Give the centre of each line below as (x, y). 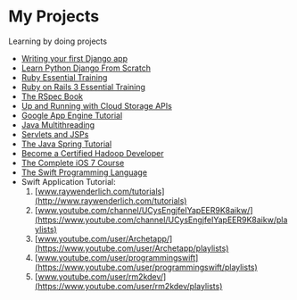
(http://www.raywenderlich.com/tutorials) (111, 200)
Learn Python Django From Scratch (86, 68)
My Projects (54, 17)
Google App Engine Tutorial (72, 115)
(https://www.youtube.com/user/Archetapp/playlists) (132, 248)
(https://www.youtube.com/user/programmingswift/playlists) (146, 267)
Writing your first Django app (74, 58)
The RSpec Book (52, 96)
